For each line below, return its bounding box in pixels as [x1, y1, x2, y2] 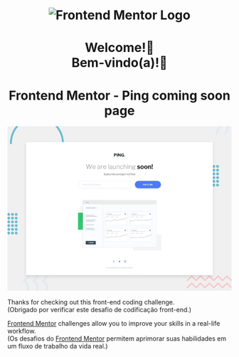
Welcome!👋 [85, 40, 154, 56]
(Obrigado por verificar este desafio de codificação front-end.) [7, 305, 192, 314]
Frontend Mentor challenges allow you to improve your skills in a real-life [7, 319, 221, 327]
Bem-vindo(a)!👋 [71, 55, 168, 71]
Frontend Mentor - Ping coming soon [8, 87, 231, 103]
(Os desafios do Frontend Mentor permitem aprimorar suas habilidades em [7, 334, 226, 343]
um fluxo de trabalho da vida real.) [7, 341, 108, 350]
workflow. [7, 326, 36, 335]
